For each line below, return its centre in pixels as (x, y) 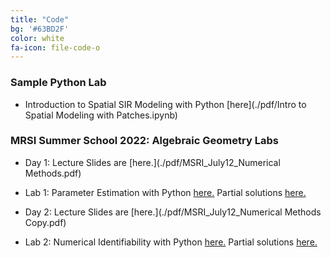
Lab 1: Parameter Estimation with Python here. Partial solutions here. (165, 192)
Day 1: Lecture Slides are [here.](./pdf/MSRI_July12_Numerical (152, 162)
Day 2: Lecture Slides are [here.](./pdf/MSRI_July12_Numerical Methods (173, 212)
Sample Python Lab (58, 83)
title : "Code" (40, 19)
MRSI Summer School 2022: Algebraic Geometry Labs (144, 141)
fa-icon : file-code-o (55, 47)
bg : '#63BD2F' (40, 29)
